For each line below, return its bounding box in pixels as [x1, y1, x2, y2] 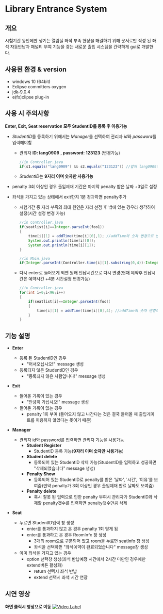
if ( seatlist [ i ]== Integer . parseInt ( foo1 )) [19, 225, 104, 230]
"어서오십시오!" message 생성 [26, 361, 84, 367]
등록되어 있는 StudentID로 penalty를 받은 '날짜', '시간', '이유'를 [33, 477, 153, 482]
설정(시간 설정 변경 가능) [19, 210, 65, 216]
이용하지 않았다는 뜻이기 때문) [35, 417, 92, 423]
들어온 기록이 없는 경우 [19, 405, 63, 411]
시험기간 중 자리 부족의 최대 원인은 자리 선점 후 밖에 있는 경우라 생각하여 [19, 204, 155, 210]
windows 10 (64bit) [12, 79, 51, 84]
